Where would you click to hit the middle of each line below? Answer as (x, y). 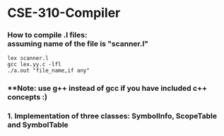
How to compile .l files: (47, 35)
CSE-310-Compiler (64, 13)
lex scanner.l (28, 58)
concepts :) (28, 97)
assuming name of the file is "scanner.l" (78, 44)
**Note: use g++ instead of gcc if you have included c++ (107, 88)
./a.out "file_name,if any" (49, 71)
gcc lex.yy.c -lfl (34, 65)
